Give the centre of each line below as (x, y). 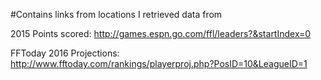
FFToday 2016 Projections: (65, 53)
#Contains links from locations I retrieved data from (116, 14)
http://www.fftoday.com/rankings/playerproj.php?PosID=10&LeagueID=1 (159, 63)
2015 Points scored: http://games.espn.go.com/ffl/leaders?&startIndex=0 (161, 33)
